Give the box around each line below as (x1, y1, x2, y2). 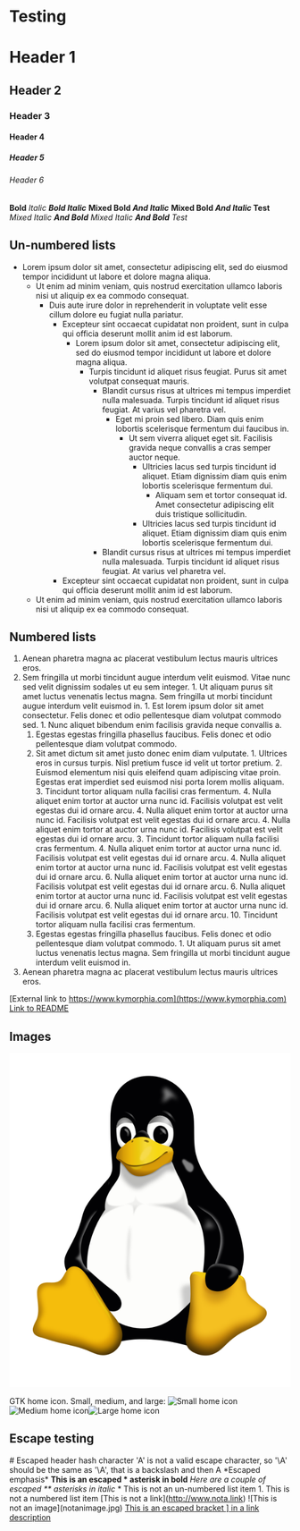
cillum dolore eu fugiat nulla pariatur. (48, 309, 184, 319)
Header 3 (9, 109, 51, 122)
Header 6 (9, 174, 45, 185)
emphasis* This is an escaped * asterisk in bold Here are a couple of (9, 1474, 266, 1484)
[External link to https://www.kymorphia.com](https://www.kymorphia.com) (9, 994, 287, 1004)
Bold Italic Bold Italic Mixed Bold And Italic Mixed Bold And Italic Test (9, 202, 271, 213)
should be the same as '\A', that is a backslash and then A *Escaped (9, 1464, 261, 1475)
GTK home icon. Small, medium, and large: (9, 1395, 166, 1406)
